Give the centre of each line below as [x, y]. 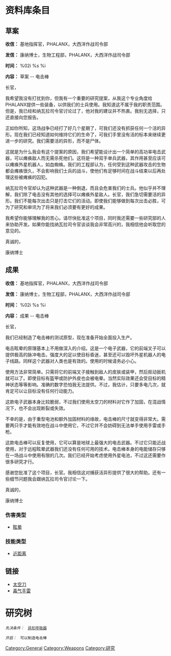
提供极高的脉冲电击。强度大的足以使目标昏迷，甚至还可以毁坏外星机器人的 [83, 354]
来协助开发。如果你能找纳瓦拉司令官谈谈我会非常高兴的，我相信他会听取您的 [85, 224]
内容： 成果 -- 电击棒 [27, 316]
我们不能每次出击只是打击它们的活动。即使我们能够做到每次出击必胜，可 [90, 201]
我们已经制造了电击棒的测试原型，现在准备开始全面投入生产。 [70, 337]
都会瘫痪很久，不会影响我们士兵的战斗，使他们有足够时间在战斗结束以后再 [83, 171]
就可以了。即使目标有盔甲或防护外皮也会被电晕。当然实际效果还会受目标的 [83, 378]
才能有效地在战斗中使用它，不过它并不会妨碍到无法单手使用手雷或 [92, 425]
